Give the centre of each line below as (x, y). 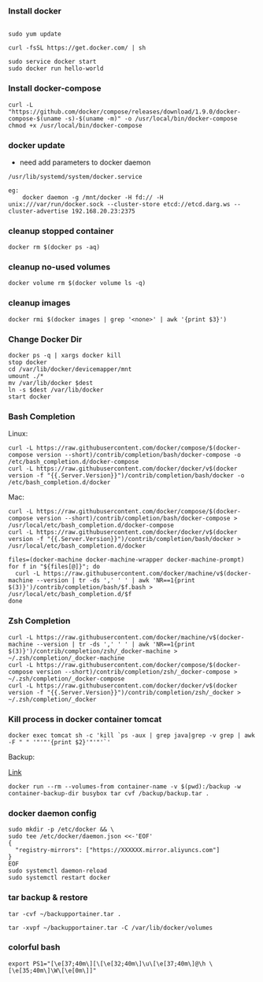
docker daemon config (52, 813)
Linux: (18, 434)
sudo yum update (35, 34)
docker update (37, 145)
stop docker (28, 363)
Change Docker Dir (45, 339)
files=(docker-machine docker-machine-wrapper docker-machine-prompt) (126, 560)
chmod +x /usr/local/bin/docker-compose (76, 125)
